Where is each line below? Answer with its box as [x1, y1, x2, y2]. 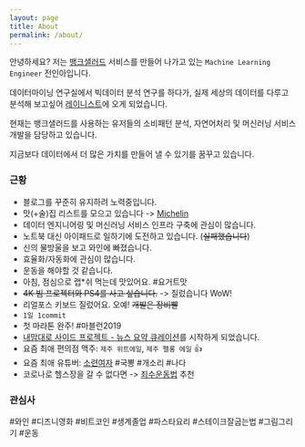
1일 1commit [22, 311, 66, 320]
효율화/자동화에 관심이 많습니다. [22, 253, 137, 265]
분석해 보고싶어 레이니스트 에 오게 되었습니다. [9, 99, 168, 109]
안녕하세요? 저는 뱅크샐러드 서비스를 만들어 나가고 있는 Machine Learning [9, 57, 271, 68]
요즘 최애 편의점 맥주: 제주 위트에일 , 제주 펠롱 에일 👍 [22, 343, 203, 354]
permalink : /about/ [9, 30, 84, 39]
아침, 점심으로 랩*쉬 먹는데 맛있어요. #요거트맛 [22, 275, 188, 287]
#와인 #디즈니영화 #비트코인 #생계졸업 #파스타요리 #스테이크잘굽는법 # [9, 416, 264, 427]
